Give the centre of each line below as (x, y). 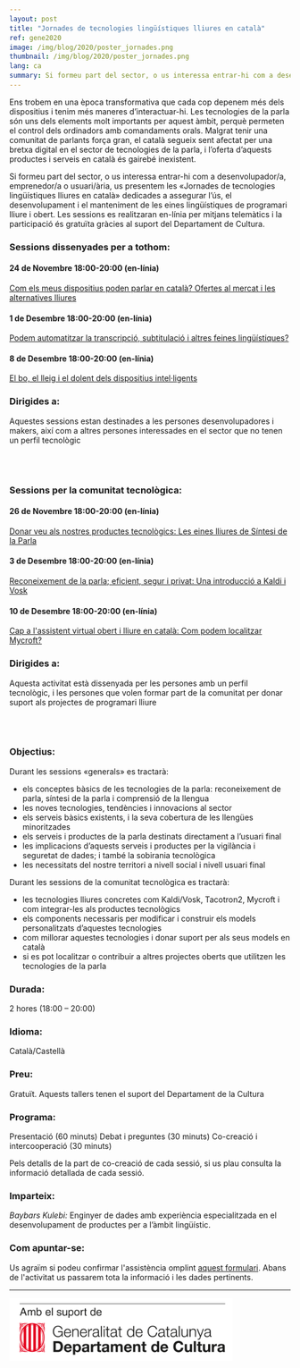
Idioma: (26, 1032)
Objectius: (32, 752)
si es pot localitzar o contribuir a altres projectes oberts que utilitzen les (154, 956)
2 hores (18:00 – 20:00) (52, 1009)
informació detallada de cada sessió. (77, 1173)
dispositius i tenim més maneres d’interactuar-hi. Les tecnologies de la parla (150, 111)
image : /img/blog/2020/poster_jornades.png (92, 47)
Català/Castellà (37, 1051)
